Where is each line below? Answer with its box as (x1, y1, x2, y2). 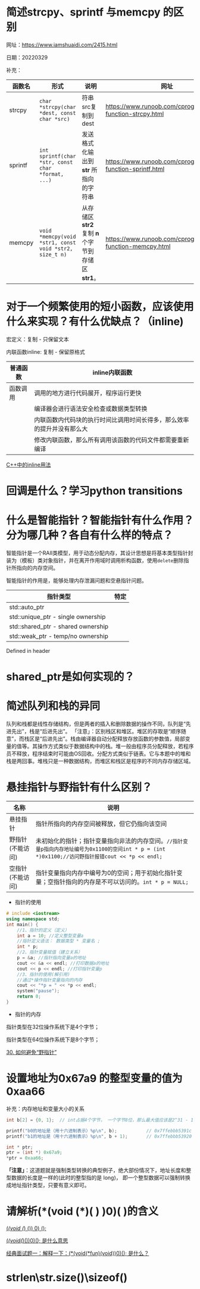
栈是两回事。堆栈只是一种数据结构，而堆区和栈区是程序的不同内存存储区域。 (6, 758, 194, 765)
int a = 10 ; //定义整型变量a (17, 933, 84, 939)
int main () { (6, 921, 39, 927)
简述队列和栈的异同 (6, 699, 101, 713)
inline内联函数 (92, 368, 133, 376)
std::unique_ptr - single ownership (9, 613, 106, 621)
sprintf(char (39, 152, 76, 160)
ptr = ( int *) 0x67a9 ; (6, 1150, 62, 1156)
